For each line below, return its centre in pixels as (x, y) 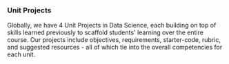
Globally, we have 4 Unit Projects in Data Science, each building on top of (112, 25)
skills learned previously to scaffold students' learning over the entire (105, 32)
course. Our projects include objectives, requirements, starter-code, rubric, (114, 40)
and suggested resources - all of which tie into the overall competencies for (115, 47)
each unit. (21, 54)
